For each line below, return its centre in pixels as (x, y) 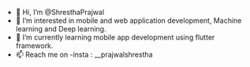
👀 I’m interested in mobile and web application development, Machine (129, 20)
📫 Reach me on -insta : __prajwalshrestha (84, 54)
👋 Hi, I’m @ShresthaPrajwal (60, 12)
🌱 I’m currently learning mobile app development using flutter (115, 37)
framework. (34, 46)
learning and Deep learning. (61, 29)
